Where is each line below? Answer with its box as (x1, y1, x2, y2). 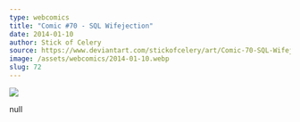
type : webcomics (9, 12, 70, 22)
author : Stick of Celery (9, 37, 102, 47)
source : (9, 46, 38, 55)
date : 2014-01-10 (9, 29, 74, 38)
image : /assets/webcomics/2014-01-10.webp (9, 54, 170, 63)
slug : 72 (9, 63, 42, 72)
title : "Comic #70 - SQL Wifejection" (9, 21, 154, 30)
